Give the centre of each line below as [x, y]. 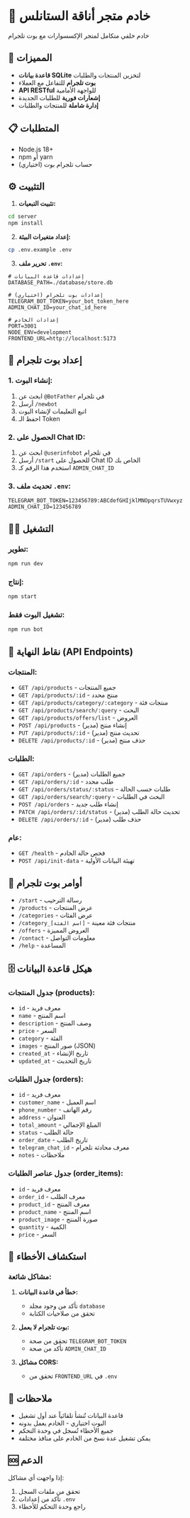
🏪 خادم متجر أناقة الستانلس [79, 16]
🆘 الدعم [26, 1460]
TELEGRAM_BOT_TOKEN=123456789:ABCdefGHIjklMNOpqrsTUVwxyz [95, 501]
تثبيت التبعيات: [37, 204]
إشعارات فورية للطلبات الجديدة [59, 97]
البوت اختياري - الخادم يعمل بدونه [62, 1423]
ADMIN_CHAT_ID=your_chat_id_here [57, 308]
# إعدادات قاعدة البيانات [46, 276]
